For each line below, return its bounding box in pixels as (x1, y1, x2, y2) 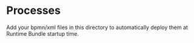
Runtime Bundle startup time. (6, 30, 79, 37)
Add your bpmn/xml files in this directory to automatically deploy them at (6, 24, 188, 31)
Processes (6, 4, 61, 18)
